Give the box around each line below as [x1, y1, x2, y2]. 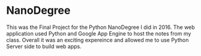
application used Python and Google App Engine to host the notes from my [6, 30, 191, 37]
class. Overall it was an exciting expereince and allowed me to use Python [6, 36, 189, 43]
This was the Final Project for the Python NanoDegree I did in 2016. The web [6, 23, 195, 31]
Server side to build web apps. [6, 43, 82, 50]
